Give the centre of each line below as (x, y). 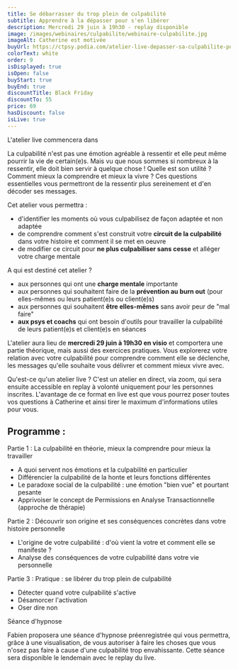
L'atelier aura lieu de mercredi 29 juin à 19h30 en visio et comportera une (115, 343)
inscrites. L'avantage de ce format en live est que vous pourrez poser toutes (119, 394)
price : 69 (22, 106)
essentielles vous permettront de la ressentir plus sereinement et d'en (109, 183)
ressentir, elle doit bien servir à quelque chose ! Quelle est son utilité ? (109, 168)
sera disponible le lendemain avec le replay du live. (82, 658)
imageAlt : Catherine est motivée (57, 40)
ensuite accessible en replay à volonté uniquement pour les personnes (110, 387)
